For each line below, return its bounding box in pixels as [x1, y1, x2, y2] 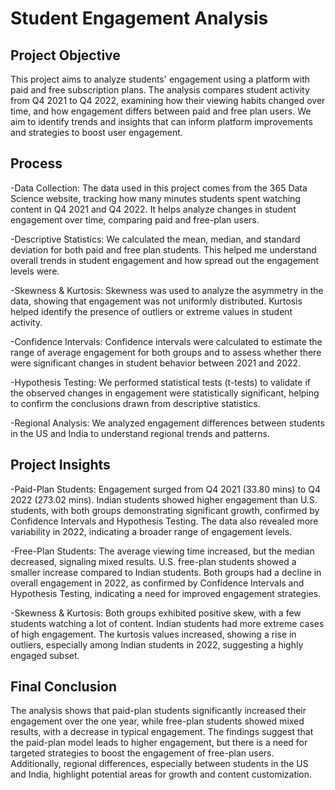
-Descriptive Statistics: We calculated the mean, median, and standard [10, 233, 301, 245]
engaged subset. [10, 649, 80, 661]
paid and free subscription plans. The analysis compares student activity [10, 84, 310, 96]
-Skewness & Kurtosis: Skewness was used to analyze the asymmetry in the [10, 284, 324, 296]
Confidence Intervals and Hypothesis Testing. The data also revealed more [10, 515, 319, 527]
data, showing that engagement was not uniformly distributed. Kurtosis [10, 295, 303, 307]
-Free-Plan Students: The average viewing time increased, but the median [10, 545, 315, 557]
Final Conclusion [10, 678, 117, 696]
